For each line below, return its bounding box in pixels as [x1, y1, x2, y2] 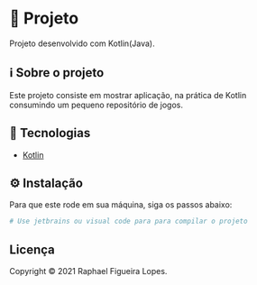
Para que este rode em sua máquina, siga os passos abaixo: [9, 199, 233, 210]
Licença [9, 242, 56, 257]
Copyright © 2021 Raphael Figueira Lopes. [9, 266, 168, 277]
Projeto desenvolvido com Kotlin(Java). [9, 38, 155, 49]
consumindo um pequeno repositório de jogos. [9, 99, 183, 110]
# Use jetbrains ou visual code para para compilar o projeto [9, 216, 248, 226]
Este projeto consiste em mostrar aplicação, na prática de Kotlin [9, 89, 247, 100]
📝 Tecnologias [9, 125, 91, 141]
